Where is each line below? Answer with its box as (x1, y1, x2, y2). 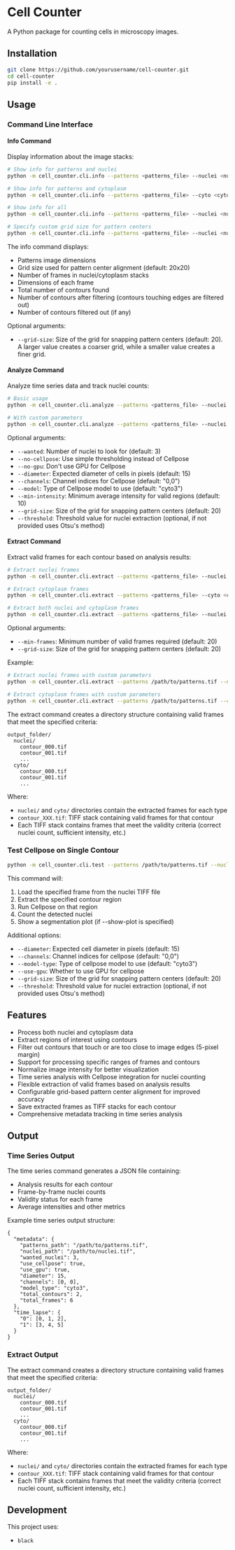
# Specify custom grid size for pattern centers (7, 223, 152, 231)
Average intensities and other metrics (17, 1202, 126, 1211)
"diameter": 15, (20, 1272, 68, 1280)
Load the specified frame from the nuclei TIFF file (17, 888, 161, 896)
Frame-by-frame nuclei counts (17, 1188, 106, 1196)
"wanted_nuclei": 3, (20, 1254, 80, 1261)
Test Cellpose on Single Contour (7, 846, 120, 855)
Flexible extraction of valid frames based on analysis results (17, 1080, 190, 1088)
